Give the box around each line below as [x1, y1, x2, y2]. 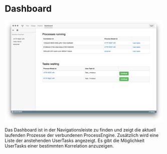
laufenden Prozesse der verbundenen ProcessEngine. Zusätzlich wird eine [5, 132, 159, 138]
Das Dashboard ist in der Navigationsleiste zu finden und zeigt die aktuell [5, 127, 156, 133]
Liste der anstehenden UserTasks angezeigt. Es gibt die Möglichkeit [5, 137, 145, 143]
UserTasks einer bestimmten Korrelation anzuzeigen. [5, 143, 114, 149]
